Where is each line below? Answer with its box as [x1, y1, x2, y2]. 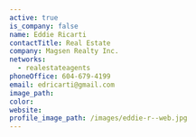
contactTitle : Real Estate [9, 38, 111, 48]
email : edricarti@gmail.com [9, 80, 116, 89]
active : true [9, 13, 59, 23]
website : [9, 105, 42, 114]
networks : [9, 55, 47, 64]
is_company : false [9, 22, 79, 31]
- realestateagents [17, 64, 91, 73]
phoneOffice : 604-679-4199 [9, 72, 111, 81]
